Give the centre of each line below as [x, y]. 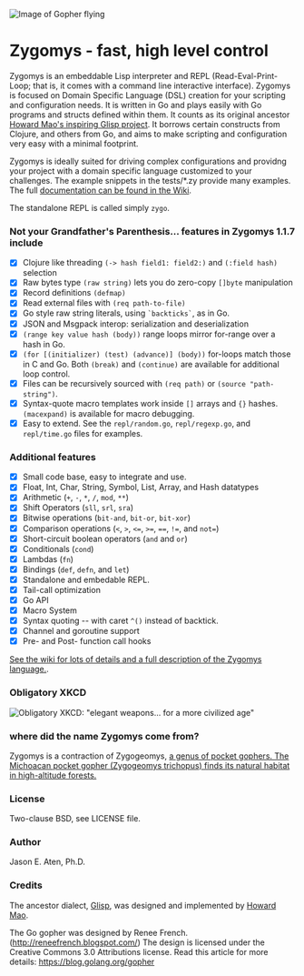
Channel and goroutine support [81, 631]
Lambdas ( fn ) [48, 558]
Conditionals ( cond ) [58, 548]
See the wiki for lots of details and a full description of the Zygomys [136, 659]
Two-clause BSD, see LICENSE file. [75, 819]
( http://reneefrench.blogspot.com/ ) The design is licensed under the [137, 942]
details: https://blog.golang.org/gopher [82, 961]
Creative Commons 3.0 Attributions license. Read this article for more [139, 951]
